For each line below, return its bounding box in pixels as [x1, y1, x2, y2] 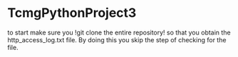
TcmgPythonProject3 [7, 5, 137, 21]
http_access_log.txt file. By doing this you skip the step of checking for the [7, 35, 227, 44]
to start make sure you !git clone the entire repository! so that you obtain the [7, 28, 231, 37]
